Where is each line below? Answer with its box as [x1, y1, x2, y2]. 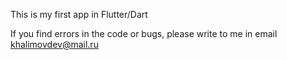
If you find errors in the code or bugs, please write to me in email [10, 28, 278, 39]
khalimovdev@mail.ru [10, 39, 99, 50]
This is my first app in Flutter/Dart [10, 9, 148, 20]
